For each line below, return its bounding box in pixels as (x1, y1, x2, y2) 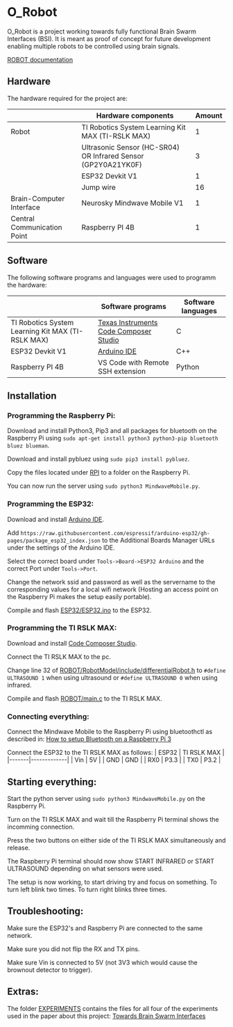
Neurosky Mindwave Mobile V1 (81, 198, 184, 207)
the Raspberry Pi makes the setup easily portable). (7, 592, 152, 600)
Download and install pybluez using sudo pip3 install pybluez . (7, 455, 190, 463)
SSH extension (98, 366, 146, 376)
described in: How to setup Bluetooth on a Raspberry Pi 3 (7, 735, 172, 743)
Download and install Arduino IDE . (7, 515, 105, 523)
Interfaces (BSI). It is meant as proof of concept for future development (7, 34, 211, 42)
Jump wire (81, 182, 116, 192)
